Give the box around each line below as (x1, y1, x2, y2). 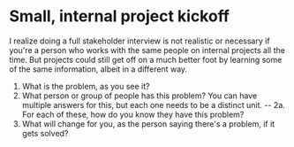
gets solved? (21, 128, 69, 138)
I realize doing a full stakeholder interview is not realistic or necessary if (9, 35, 271, 46)
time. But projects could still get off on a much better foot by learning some (9, 54, 283, 65)
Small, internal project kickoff (9, 6, 230, 27)
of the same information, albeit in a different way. (9, 64, 188, 74)
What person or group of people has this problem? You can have (21, 90, 258, 101)
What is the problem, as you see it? (21, 81, 150, 91)
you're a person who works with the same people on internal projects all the (9, 44, 285, 55)
